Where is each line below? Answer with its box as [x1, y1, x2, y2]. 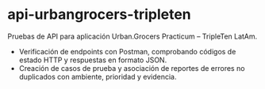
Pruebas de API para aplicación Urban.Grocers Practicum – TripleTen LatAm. [7, 32, 258, 41]
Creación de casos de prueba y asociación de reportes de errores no [18, 63, 245, 72]
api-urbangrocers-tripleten [7, 6, 191, 24]
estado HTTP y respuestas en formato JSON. [18, 55, 167, 65]
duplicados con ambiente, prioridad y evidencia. [18, 72, 177, 81]
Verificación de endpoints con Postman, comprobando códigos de [18, 46, 236, 56]
